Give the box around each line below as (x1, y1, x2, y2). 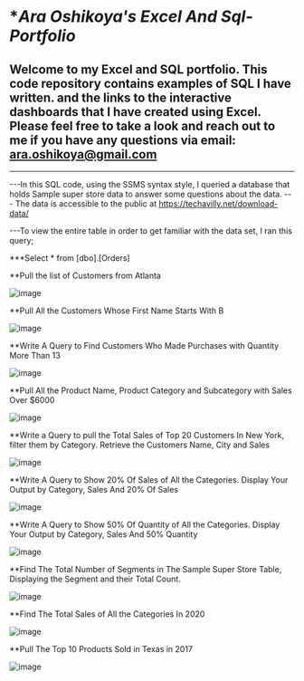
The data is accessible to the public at (14, 198, 157, 209)
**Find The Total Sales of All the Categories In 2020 (9, 609, 205, 619)
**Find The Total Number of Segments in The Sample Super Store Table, (9, 564, 282, 574)
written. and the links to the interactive (9, 90, 233, 105)
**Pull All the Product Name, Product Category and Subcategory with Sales (9, 385, 292, 396)
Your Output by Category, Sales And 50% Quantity (9, 529, 198, 540)
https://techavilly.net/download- (157, 198, 279, 209)
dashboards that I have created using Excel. (9, 104, 261, 120)
